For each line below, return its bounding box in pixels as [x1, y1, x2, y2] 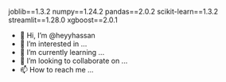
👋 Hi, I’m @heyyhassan [19, 31, 95, 40]
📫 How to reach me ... [19, 65, 94, 74]
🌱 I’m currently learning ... [19, 48, 105, 57]
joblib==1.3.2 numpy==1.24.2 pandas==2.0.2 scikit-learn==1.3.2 [8, 7, 219, 16]
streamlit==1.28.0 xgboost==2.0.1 [8, 15, 118, 25]
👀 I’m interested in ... [19, 39, 88, 49]
